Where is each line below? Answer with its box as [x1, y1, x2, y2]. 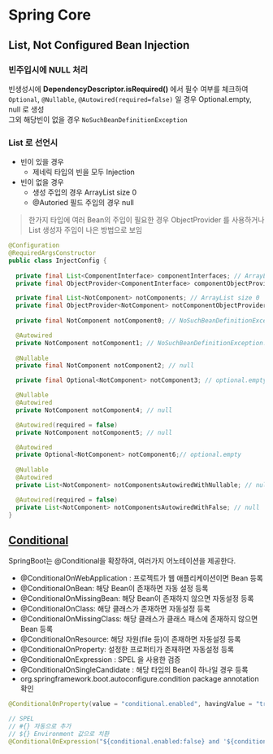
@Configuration [8, 242, 60, 250]
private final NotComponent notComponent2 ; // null [15, 362, 195, 370]
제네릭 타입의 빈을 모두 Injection [32, 167, 136, 177]
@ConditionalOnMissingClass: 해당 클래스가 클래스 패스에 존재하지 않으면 [19, 614, 258, 624]
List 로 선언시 [8, 137, 58, 148]
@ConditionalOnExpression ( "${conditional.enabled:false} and [8, 737, 220, 746]
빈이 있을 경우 [19, 157, 64, 167]
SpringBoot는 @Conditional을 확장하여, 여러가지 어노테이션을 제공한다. [8, 556, 236, 566]
